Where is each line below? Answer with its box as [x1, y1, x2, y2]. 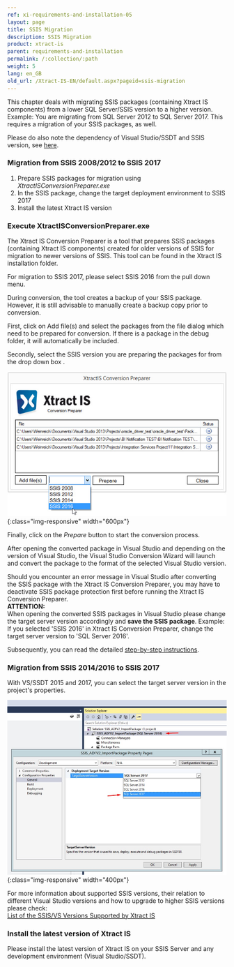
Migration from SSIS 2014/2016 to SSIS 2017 [7, 663, 160, 673]
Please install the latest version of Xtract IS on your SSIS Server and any [7, 945, 214, 953]
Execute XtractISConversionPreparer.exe [7, 220, 150, 230]
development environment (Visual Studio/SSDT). [7, 952, 146, 961]
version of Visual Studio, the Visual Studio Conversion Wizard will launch [7, 551, 216, 560]
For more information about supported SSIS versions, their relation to [7, 889, 205, 897]
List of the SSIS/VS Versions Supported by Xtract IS [7, 911, 155, 920]
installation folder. [7, 259, 58, 268]
